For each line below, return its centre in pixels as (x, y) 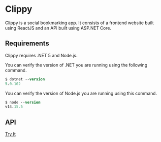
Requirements (27, 44)
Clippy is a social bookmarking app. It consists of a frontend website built (80, 23)
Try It (11, 134)
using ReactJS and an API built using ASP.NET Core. (58, 28)
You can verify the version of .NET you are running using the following (76, 65)
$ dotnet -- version (25, 79)
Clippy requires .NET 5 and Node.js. (41, 55)
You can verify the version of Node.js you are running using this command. (81, 93)
